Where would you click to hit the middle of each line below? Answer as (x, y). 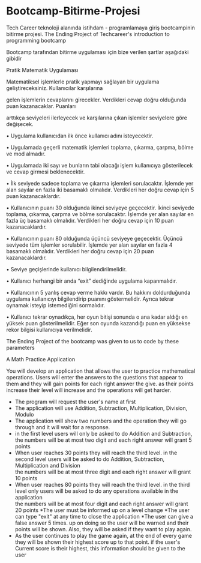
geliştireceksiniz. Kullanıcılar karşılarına (55, 88)
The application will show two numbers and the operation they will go (101, 421)
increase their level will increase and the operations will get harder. (89, 390)
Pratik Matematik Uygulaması (42, 70)
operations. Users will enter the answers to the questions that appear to (95, 377)
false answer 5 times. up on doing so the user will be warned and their (102, 523)
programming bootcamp (36, 40)
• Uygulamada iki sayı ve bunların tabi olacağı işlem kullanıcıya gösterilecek (100, 165)
